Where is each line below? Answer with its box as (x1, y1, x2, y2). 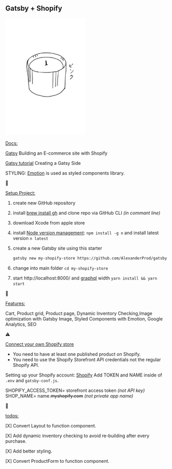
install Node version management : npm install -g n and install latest (12, 230, 159, 236)
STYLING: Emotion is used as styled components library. (5, 170, 125, 176)
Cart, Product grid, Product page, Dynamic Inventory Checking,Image (5, 310, 152, 316)
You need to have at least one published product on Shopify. (12, 351, 141, 358)
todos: (5, 413, 19, 419)
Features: (5, 301, 26, 307)
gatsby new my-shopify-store (12, 256, 75, 261)
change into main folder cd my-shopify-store (12, 265, 108, 271)
